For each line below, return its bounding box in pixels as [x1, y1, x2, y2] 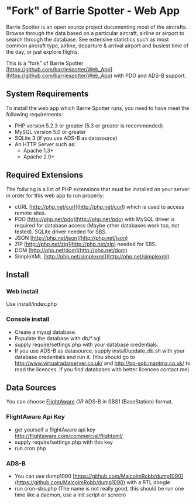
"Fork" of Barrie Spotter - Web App [6, 4, 180, 18]
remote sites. [14, 209, 47, 216]
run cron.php [14, 444, 46, 451]
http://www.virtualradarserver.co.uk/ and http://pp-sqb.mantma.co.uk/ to [14, 360, 191, 367]
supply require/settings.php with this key [14, 439, 113, 446]
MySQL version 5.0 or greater [14, 128, 86, 135]
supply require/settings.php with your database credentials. [14, 341, 159, 348]
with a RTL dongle [126, 478, 171, 486]
